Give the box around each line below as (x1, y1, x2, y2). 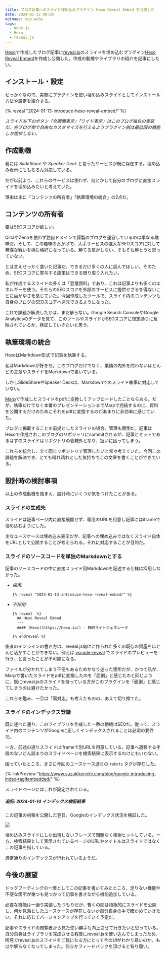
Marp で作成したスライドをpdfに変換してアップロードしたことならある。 (5, 396, 153, 402)
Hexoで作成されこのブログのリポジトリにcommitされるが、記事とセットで (5, 431, 157, 437)
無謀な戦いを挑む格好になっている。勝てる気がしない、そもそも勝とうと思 (5, 247, 157, 253)
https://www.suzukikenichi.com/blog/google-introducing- (39, 770, 157, 777)
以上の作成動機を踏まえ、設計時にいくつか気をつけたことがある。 (5, 490, 139, 496)
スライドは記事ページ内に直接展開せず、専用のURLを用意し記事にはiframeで (5, 517, 161, 523)
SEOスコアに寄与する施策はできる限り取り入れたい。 (13, 270, 122, 276)
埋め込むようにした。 (5, 523, 48, 529)
